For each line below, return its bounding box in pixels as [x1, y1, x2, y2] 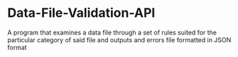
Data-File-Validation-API [7, 5, 156, 21]
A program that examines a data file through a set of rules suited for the [7, 28, 217, 37]
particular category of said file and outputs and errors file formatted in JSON [7, 35, 232, 44]
